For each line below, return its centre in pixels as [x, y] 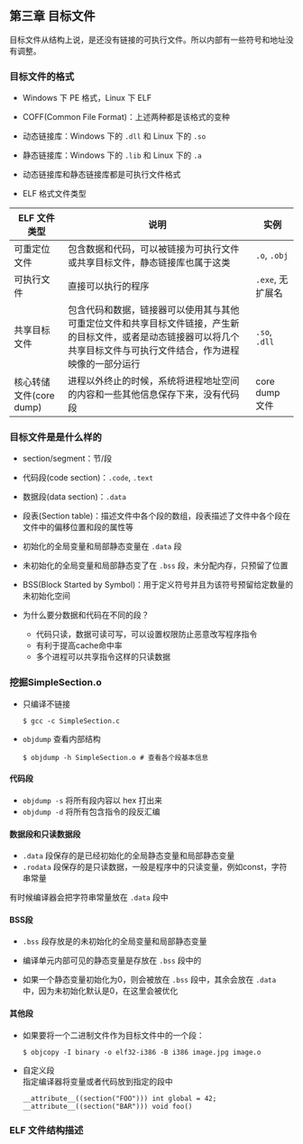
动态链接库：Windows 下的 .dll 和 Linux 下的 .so [114, 136]
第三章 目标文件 [52, 16]
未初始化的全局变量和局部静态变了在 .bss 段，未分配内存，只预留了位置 [155, 565]
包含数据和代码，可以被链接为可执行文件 [153, 249]
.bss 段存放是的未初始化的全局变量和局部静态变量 [115, 941]
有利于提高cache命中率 [79, 645]
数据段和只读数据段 [45, 834]
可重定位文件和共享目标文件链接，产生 [149, 324]
